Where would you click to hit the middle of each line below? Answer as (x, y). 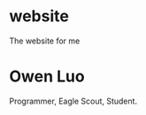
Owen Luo (47, 77)
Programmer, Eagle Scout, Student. (73, 101)
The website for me (45, 41)
